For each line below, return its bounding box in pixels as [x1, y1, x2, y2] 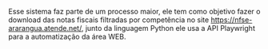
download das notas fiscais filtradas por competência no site [8, 15, 210, 24]
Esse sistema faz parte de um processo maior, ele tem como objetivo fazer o [8, 7, 261, 16]
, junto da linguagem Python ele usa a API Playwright [81, 24, 256, 32]
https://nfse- [210, 15, 253, 24]
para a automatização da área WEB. [8, 32, 126, 41]
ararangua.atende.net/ [8, 24, 82, 32]
